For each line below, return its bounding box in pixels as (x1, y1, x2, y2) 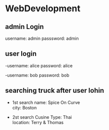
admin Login (5, 23, 44, 31)
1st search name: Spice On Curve (12, 99, 80, 105)
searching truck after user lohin (5, 86, 105, 95)
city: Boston (12, 104, 37, 110)
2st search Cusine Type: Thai (12, 114, 73, 120)
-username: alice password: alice (5, 62, 73, 69)
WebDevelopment (5, 3, 80, 14)
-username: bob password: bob (5, 72, 70, 78)
